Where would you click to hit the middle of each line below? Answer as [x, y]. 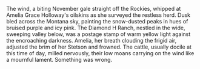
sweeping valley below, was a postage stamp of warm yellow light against [98, 34]
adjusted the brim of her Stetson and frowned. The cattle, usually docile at [99, 47]
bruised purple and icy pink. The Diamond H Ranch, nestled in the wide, [96, 28]
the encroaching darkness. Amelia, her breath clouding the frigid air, [92, 40]
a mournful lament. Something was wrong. [59, 60]
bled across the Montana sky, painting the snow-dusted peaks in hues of [97, 21]
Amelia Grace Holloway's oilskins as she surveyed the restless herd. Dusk [98, 15]
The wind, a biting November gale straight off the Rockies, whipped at [94, 9]
